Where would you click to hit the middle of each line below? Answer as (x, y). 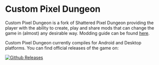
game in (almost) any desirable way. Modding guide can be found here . (78, 33)
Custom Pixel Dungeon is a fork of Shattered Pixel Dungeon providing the (79, 23)
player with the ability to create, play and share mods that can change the (79, 28)
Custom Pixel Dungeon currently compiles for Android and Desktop (73, 42)
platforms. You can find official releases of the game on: (62, 48)
